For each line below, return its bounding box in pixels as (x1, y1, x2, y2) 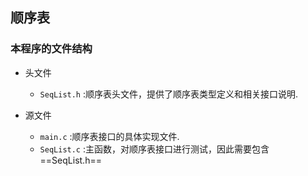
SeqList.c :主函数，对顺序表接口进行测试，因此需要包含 (39, 143, 270, 155)
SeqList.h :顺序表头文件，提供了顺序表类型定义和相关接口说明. (39, 88, 299, 100)
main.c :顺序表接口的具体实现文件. (39, 130, 180, 142)
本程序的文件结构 (10, 42, 93, 56)
